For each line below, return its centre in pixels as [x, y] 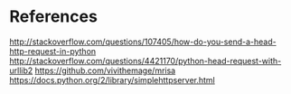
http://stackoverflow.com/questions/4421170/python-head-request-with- [145, 61]
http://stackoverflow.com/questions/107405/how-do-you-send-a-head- [143, 42]
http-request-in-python [53, 51]
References [53, 17]
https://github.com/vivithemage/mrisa [105, 70]
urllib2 [21, 70]
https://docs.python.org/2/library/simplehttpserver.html [112, 80]
